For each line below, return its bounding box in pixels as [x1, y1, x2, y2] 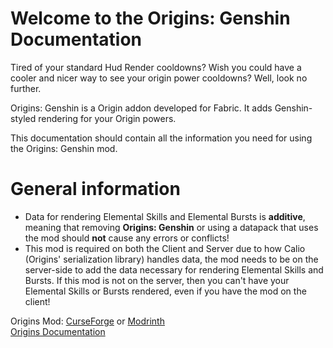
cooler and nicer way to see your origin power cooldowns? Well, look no [10, 72, 308, 84]
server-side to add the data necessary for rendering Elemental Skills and [24, 263, 324, 276]
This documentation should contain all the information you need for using [10, 132, 313, 144]
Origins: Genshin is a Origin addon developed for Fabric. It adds [10, 102, 273, 114]
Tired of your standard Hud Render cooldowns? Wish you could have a [10, 61, 302, 73]
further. [10, 82, 42, 94]
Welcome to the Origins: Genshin [10, 7, 291, 30]
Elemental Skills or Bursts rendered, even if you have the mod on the [24, 285, 307, 297]
